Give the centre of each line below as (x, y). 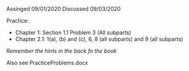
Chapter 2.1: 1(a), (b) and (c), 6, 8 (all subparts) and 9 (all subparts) (99, 39)
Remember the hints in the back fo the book (62, 51)
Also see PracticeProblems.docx (47, 63)
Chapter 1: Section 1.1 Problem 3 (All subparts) (73, 32)
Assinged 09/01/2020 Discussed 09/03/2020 (64, 9)
